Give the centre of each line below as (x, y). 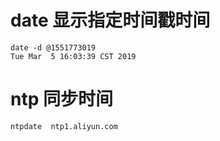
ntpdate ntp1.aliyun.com (64, 126)
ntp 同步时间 (61, 99)
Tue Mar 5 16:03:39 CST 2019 (73, 56)
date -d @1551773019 (53, 47)
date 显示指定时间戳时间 (110, 20)
